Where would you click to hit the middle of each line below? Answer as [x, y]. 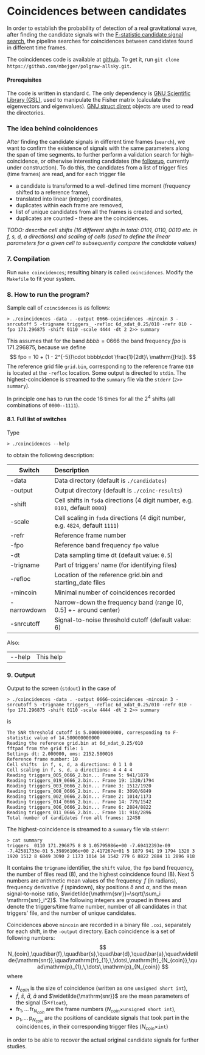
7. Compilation [29, 259]
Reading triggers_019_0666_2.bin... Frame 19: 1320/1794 [81, 781]
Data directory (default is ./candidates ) [111, 480]
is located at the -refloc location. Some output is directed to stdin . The [96, 373]
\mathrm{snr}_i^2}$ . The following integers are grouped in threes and [94, 900]
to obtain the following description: [50, 455]
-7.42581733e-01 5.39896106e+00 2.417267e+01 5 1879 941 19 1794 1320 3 [101, 851]
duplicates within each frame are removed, [69, 205]
